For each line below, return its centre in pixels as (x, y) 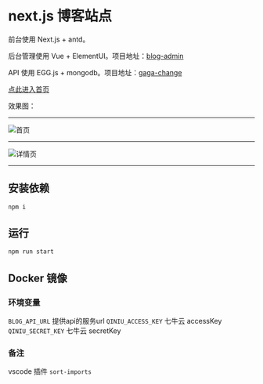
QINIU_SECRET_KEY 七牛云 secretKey (65, 331)
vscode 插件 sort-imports (50, 371)
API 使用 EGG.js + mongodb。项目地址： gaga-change (95, 72)
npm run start (31, 252)
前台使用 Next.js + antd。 (49, 39)
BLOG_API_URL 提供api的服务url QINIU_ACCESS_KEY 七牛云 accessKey (115, 321)
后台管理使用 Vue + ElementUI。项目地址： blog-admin (96, 56)
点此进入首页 (29, 89)
